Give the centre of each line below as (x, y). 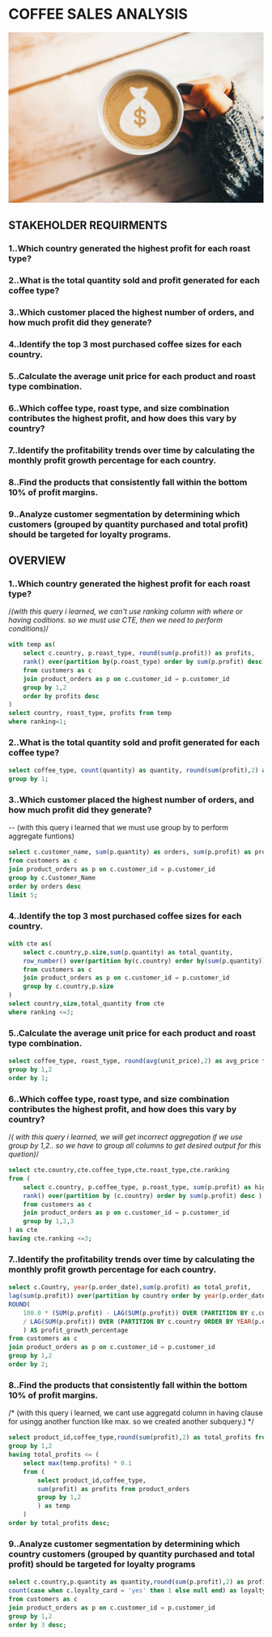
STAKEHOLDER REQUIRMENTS (88, 225)
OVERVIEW (37, 561)
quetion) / (23, 1154)
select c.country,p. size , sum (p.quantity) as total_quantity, (128, 952)
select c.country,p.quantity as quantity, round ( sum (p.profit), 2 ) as (126, 1582)
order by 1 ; (28, 1078)
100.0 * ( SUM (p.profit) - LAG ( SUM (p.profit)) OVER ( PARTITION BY (136, 1313)
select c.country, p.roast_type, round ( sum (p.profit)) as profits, (139, 653)
